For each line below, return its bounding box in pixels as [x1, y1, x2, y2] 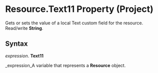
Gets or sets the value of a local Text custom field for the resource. [5, 20, 143, 26]
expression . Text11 [5, 53, 44, 59]
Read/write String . [5, 25, 44, 31]
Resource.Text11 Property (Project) [5, 3, 154, 15]
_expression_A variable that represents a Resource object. [5, 62, 126, 68]
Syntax [5, 40, 28, 48]
